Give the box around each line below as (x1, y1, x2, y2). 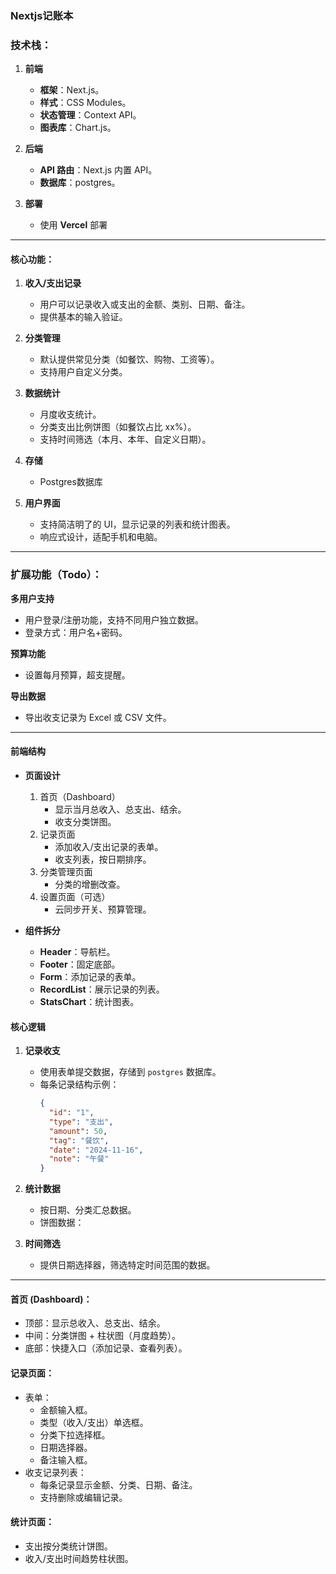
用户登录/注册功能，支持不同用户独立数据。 (24, 613, 204, 626)
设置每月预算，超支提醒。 (24, 668, 131, 681)
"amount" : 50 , (48, 1126, 108, 1136)
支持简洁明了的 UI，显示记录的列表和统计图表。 (39, 518, 236, 531)
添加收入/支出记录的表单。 (54, 840, 164, 852)
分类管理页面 (39, 865, 93, 877)
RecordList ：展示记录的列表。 (39, 983, 165, 995)
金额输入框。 (39, 1403, 93, 1416)
